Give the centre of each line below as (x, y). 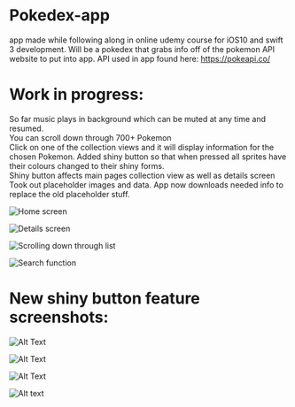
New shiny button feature (105, 299)
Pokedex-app (60, 15)
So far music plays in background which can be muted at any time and (138, 119)
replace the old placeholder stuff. (70, 194)
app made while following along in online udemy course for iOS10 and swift (146, 40)
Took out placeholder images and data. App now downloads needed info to (146, 184)
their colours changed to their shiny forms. (87, 165)
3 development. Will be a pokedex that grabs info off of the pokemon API (142, 49)
